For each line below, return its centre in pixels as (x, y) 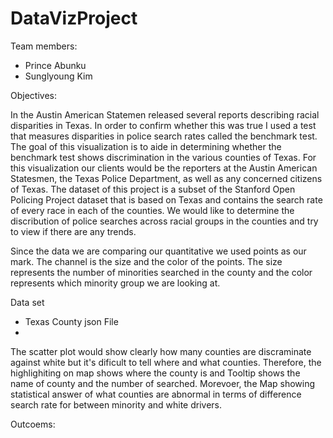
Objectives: (33, 95)
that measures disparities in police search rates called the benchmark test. (164, 136)
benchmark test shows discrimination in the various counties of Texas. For (163, 157)
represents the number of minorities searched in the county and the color (161, 272)
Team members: (44, 46)
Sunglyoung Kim (58, 76)
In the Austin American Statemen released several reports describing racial (165, 114)
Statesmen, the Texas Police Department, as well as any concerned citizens (166, 178)
